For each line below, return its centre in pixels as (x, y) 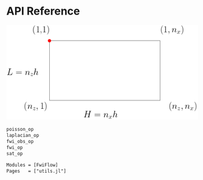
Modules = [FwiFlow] (33, 165)
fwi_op (15, 147)
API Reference (43, 11)
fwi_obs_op (20, 141)
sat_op (15, 153)
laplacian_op (23, 135)
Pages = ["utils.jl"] (36, 171)
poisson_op (20, 129)
